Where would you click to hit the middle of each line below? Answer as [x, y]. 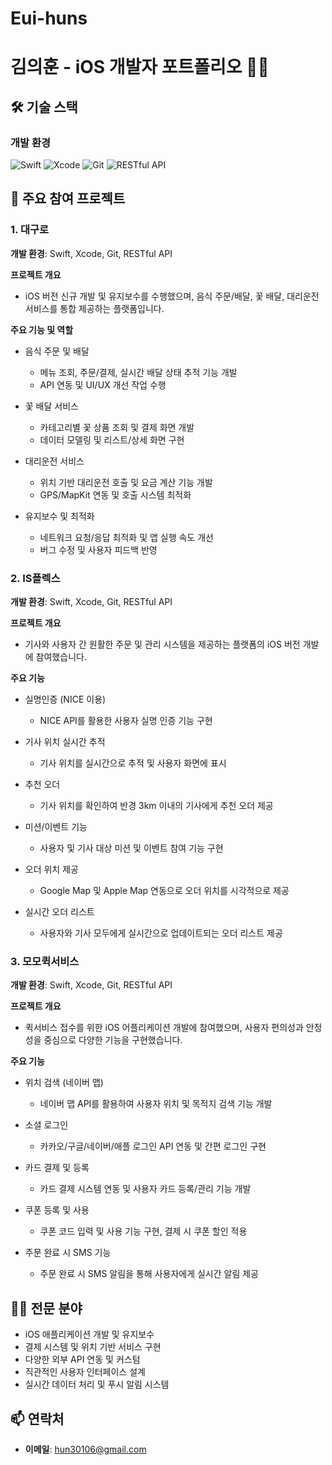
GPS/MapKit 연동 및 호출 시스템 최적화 [115, 494]
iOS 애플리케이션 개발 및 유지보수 [89, 1334]
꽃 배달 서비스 [51, 406]
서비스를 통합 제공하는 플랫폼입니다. [94, 308]
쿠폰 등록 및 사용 [57, 1210]
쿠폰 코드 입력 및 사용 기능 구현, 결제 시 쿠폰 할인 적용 [143, 1231]
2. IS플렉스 [35, 578]
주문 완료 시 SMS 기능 [68, 1253]
